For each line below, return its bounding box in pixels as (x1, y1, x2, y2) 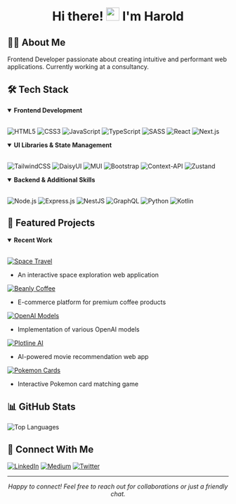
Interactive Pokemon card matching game (17, 379, 139, 388)
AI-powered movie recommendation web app (17, 352, 149, 360)
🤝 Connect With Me (7, 443, 94, 455)
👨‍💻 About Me (7, 36, 66, 49)
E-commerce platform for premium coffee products (17, 298, 166, 306)
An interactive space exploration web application (17, 270, 159, 279)
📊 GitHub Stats (7, 401, 76, 413)
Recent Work (13, 236, 53, 244)
